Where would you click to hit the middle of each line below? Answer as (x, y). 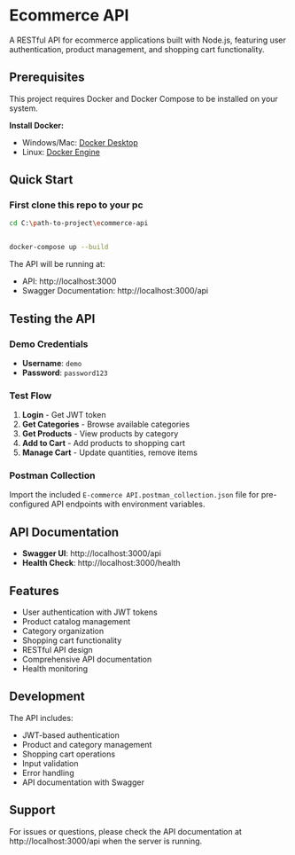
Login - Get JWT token (64, 415)
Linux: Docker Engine (61, 152)
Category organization (63, 631)
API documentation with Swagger (83, 782)
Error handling (48, 773)
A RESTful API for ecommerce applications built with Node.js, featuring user (147, 40)
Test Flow (31, 396)
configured (29, 504)
